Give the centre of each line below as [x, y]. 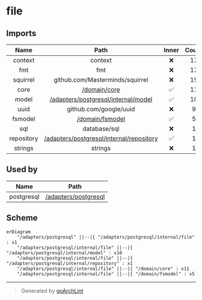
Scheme [22, 218]
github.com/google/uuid [101, 109]
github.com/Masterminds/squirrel [101, 80]
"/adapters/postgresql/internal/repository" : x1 [70, 263]
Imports [21, 33]
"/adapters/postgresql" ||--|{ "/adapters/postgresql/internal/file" [106, 237]
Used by [22, 170]
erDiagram [19, 232]
